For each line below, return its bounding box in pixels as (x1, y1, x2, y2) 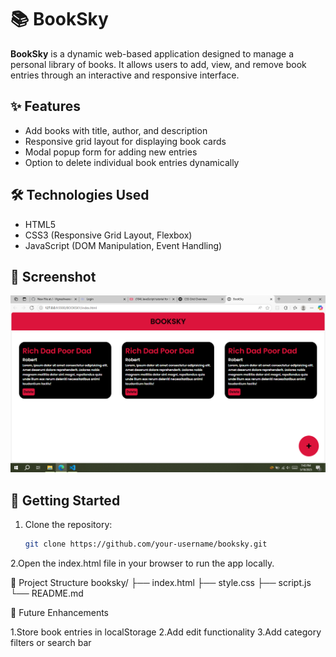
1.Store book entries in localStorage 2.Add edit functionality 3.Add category (10, 626, 322, 638)
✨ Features (10, 98, 81, 115)
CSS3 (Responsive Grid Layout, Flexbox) (24, 229, 193, 241)
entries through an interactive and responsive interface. (10, 69, 240, 81)
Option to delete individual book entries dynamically (24, 156, 240, 168)
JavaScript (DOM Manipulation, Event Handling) (24, 239, 223, 251)
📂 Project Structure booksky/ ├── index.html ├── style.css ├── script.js (10, 577, 312, 589)
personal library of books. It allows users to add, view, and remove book (10, 58, 307, 70)
